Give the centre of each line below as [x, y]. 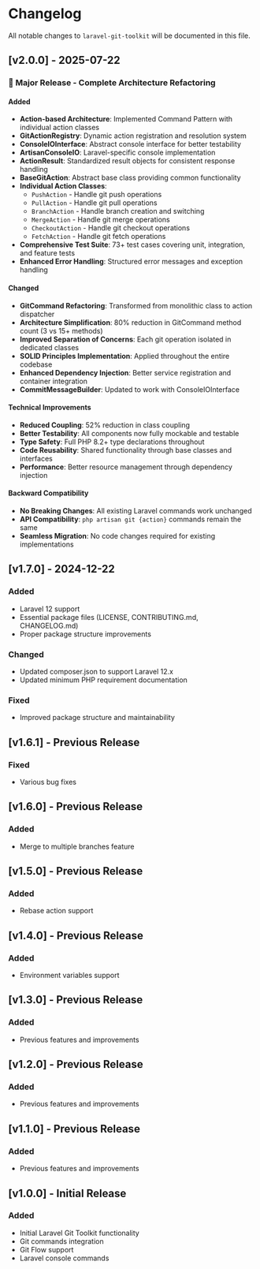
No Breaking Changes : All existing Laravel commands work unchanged [136, 511]
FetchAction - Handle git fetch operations [98, 237]
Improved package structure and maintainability [97, 718]
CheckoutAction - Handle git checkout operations [111, 228]
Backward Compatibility [48, 493]
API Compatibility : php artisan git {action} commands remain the [130, 519]
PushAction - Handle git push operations [97, 195]
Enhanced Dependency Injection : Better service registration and [125, 372]
